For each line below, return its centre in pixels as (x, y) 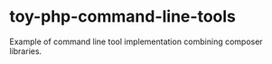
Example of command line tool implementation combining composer (136, 41)
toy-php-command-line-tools (123, 17)
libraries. (26, 50)
